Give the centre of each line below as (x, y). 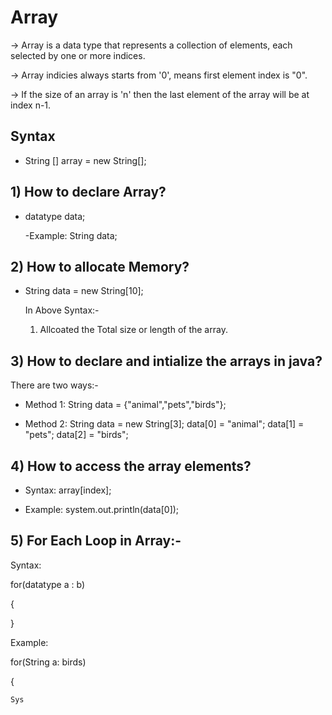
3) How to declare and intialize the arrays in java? (166, 361)
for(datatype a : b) (48, 584)
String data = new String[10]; (84, 291)
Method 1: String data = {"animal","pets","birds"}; (125, 405)
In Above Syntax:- (62, 310)
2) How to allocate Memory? (100, 266)
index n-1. (31, 105)
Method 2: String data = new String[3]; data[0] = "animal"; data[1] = (164, 424)
